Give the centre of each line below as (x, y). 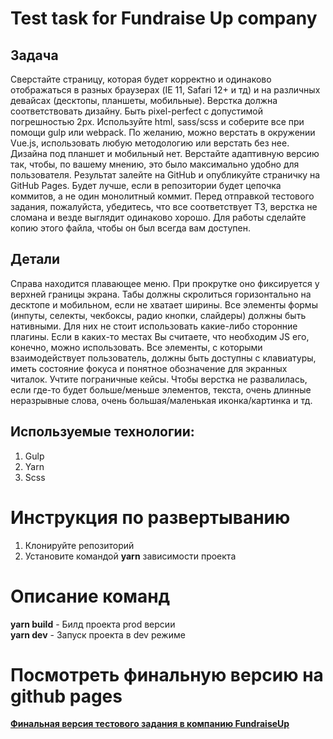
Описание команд (90, 596)
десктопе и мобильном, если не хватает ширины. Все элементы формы (164, 304)
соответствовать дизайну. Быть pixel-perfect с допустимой (136, 111)
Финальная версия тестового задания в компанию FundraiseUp (150, 724)
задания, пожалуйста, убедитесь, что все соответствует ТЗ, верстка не (164, 206)
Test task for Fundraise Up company (164, 18)
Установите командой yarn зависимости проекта (130, 556)
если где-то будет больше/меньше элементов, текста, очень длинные (161, 389)
